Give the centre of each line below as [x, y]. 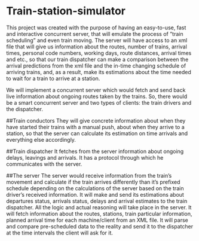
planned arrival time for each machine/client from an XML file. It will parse [97, 220]
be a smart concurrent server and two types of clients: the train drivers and [99, 102]
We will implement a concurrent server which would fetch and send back [96, 90]
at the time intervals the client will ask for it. [60, 233]
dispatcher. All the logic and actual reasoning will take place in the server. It [99, 207]
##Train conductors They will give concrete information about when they [96, 120]
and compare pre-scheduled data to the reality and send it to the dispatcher [99, 226]
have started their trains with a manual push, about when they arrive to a [96, 127]
